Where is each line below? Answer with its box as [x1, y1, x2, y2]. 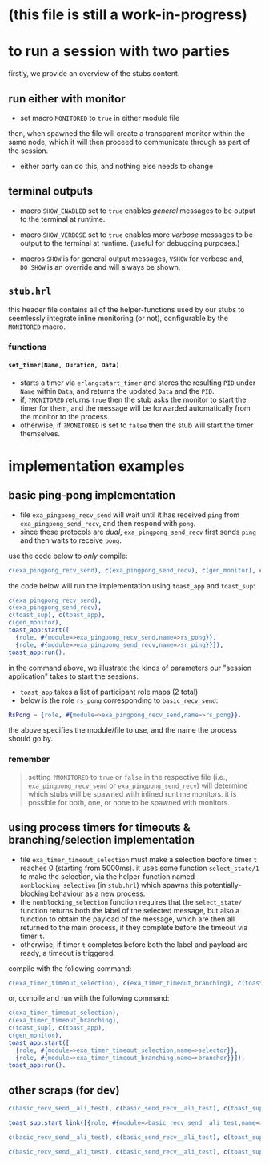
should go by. [8, 734, 54, 744]
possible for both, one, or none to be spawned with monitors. [27, 797, 230, 807]
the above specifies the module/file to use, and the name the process [8, 725, 238, 735]
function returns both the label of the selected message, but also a [19, 905, 240, 915]
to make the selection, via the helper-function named [19, 871, 195, 881]
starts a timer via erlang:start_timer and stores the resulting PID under [19, 378, 256, 387]
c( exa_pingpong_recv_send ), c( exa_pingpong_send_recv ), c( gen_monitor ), [8, 566, 256, 574]
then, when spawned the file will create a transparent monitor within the [8, 128, 246, 138]
